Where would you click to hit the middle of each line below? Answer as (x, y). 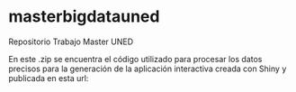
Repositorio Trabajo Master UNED (71, 41)
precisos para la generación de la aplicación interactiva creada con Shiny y (148, 69)
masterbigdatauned (84, 17)
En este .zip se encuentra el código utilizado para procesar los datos (135, 59)
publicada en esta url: (49, 78)
